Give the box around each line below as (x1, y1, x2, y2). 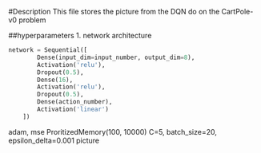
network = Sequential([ (8, 46, 88, 54)
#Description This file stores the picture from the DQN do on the (8, 7, 220, 16)
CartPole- (221, 7, 254, 16)
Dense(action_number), (37, 98, 113, 106)
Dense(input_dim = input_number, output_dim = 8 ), (37, 53, 195, 61)
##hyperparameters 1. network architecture (8, 31, 152, 40)
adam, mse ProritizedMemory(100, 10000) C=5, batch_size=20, (8, 127, 218, 136)
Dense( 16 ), (37, 76, 74, 84)
